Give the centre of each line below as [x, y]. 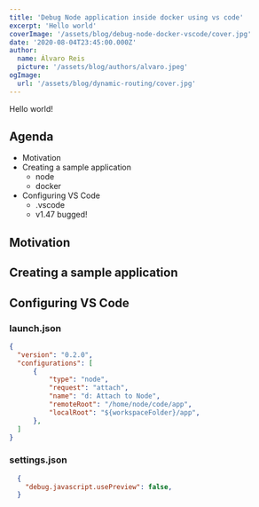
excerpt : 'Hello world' [53, 26]
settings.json [39, 460]
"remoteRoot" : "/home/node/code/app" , [120, 405]
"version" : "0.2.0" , [55, 355]
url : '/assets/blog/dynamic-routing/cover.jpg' [107, 83]
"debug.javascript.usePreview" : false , [99, 487]
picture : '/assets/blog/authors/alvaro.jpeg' [103, 67]
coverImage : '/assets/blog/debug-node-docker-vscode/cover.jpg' [130, 34]
